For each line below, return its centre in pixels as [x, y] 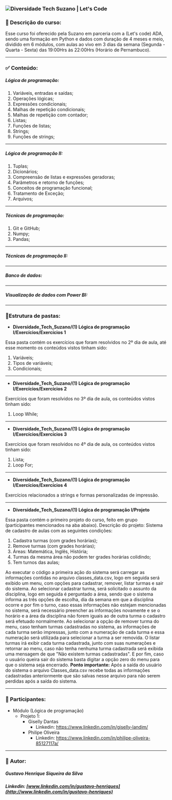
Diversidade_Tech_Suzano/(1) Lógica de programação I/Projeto [81, 510]
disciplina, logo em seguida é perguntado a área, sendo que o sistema [79, 594]
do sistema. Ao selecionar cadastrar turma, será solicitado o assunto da [81, 589]
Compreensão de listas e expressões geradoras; [64, 177]
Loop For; [23, 465]
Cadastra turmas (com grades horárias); [55, 541]
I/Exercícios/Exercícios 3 [40, 434]
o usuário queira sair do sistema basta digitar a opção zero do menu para [83, 660]
